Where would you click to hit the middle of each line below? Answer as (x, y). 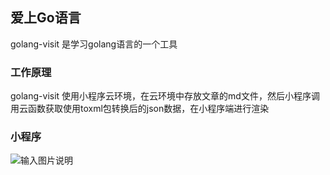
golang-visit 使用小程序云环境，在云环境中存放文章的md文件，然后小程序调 (165, 96)
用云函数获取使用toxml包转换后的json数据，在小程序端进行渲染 (140, 109)
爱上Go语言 (46, 18)
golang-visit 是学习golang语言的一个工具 (94, 44)
